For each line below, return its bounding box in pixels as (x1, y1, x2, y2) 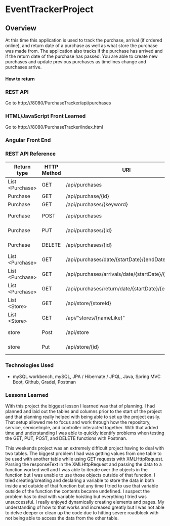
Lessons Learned (5, 391, 49, 398)
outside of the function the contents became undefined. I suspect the (5, 488, 150, 494)
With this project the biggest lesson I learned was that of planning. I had (5, 403, 155, 409)
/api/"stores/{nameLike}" (65, 314, 125, 321)
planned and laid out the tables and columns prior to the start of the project (5, 408, 162, 414)
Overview (5, 24, 37, 32)
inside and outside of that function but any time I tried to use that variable (5, 483, 158, 489)
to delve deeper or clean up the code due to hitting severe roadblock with (5, 510, 159, 515)
